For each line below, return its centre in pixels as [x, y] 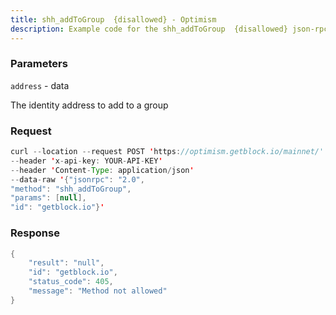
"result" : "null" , [66, 263]
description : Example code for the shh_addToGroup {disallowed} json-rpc [169, 29]
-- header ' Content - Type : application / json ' [102, 170]
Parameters [39, 64]
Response [35, 233]
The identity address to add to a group [89, 105]
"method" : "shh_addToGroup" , [71, 189]
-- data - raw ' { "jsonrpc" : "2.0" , [77, 179]
